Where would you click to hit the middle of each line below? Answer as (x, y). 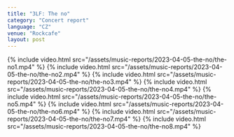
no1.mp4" (21, 67)
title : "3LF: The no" (39, 14)
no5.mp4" (22, 104)
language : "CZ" (29, 27)
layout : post (26, 40)
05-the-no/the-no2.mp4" (44, 75)
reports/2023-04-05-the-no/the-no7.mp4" (69, 119)
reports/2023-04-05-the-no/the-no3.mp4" (69, 82)
